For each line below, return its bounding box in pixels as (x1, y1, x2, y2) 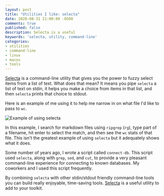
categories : (5, 39, 29, 44)
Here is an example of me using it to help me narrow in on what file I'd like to (5, 100, 160, 106)
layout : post (5, 7, 32, 12)
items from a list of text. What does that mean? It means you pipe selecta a (5, 80, 157, 86)
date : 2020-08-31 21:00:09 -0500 (5, 16, 73, 21)
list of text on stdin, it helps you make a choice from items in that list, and (5, 86, 152, 92)
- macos (5, 57, 21, 62)
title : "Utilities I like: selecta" (5, 12, 80, 17)
